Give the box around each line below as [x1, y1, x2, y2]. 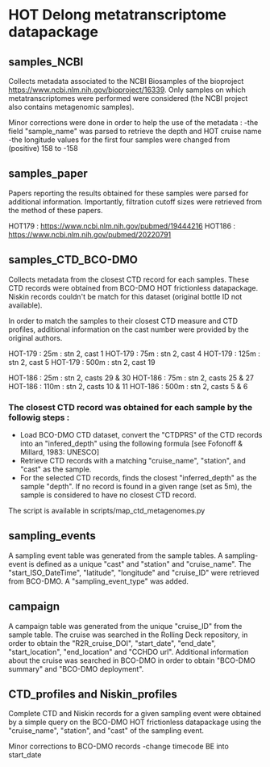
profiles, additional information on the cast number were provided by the [8, 325, 249, 334]
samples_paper [8, 167, 88, 181]
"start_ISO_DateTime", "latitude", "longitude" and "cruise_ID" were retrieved [8, 568, 260, 577]
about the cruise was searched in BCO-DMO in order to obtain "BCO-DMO [8, 656, 256, 665]
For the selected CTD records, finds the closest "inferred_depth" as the [19, 472, 257, 482]
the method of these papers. [8, 205, 103, 215]
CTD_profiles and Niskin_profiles [8, 687, 177, 701]
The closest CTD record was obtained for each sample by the [8, 401, 252, 413]
